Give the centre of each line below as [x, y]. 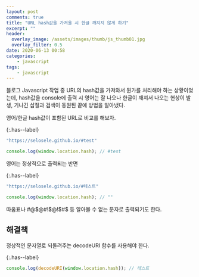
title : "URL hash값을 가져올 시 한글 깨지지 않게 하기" [68, 23]
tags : [13, 67]
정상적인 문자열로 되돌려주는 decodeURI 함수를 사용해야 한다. [78, 245]
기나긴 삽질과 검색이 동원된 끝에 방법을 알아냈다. [69, 105]
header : [16, 34]
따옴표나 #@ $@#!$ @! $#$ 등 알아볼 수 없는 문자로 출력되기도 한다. [84, 209]
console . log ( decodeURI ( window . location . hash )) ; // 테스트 [78, 268]
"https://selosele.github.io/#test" [52, 141]
